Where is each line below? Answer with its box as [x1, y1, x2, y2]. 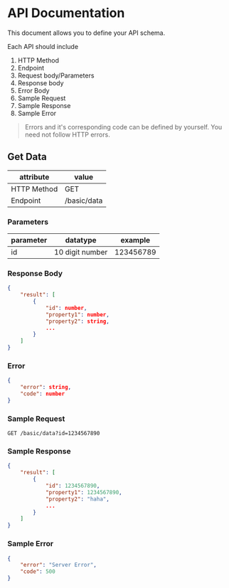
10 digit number [54, 247, 108, 257]
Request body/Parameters [17, 71, 95, 80]
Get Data [7, 151, 48, 163]
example [120, 235, 151, 245]
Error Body [17, 86, 50, 95]
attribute [18, 172, 50, 182]
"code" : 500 [20, 568, 55, 575]
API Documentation [7, 5, 125, 21]
